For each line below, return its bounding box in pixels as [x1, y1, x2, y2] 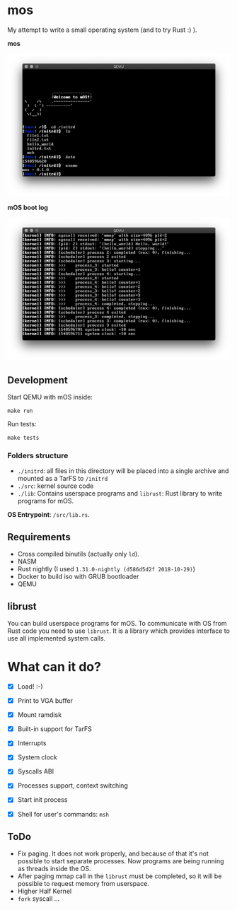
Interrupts [17, 739, 47, 747]
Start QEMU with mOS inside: [7, 393, 93, 402]
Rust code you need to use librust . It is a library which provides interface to [7, 626, 230, 635]
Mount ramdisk [17, 711, 62, 719]
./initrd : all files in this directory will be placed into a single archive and [17, 467, 229, 475]
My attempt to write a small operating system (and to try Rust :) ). [7, 25, 197, 34]
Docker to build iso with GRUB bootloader [17, 572, 139, 581]
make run [7, 407, 33, 415]
